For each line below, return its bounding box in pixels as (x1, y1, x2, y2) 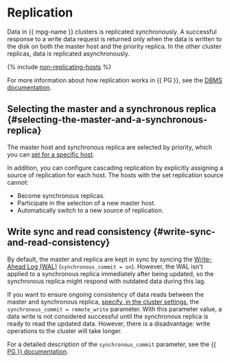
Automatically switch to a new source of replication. (16, 206, 164, 214)
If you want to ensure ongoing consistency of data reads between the (7, 290, 205, 298)
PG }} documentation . (7, 347, 69, 355)
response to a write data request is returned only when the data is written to (7, 34, 222, 43)
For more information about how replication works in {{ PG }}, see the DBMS (7, 76, 223, 84)
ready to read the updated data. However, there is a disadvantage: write (7, 319, 211, 328)
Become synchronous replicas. (16, 191, 105, 200)
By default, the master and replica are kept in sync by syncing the (7, 255, 193, 263)
